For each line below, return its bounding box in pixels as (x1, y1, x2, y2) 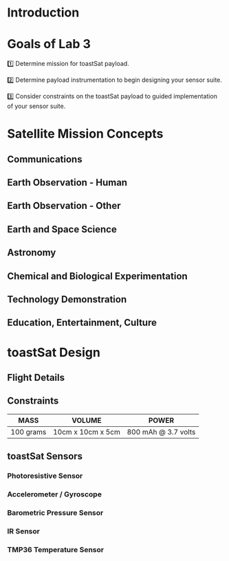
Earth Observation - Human (7, 177, 128, 188)
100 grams (10, 427, 47, 437)
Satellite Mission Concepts (7, 126, 164, 142)
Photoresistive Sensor (7, 471, 83, 481)
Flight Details (7, 372, 65, 384)
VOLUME (72, 415, 102, 425)
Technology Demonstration (7, 294, 127, 305)
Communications (7, 153, 83, 165)
